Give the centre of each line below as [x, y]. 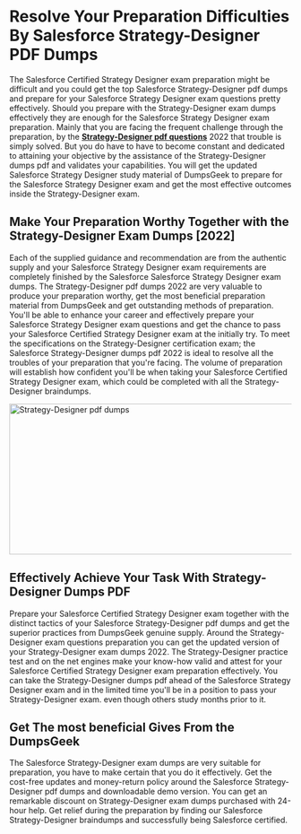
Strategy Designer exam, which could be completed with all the [126, 381]
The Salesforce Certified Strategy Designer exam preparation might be [140, 79]
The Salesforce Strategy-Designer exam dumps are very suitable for [135, 763]
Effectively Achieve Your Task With [110, 578]
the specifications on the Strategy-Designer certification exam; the [133, 343]
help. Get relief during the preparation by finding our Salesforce [146, 811]
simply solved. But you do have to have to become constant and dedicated [147, 146]
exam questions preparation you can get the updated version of [162, 642]
